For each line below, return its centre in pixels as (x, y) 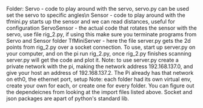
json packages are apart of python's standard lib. (68, 98)
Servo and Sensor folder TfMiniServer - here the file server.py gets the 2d (98, 41)
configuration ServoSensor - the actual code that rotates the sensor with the (101, 28)
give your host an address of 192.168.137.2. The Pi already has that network (100, 73)
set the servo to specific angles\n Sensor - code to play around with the (96, 15)
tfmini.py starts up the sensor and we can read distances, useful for (91, 21)
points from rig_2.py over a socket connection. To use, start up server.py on (101, 47)
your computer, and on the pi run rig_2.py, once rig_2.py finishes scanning (99, 53)
